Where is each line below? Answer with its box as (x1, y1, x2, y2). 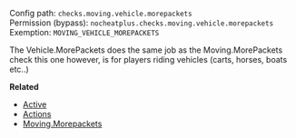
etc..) (9, 64, 29, 74)
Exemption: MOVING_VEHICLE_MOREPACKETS (9, 27, 160, 37)
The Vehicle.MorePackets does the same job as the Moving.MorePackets (9, 44, 283, 55)
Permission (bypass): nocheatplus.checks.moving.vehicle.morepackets (9, 17, 274, 28)
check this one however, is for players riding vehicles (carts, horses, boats (9, 54, 288, 64)
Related (9, 82, 39, 92)
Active (22, 99, 47, 110)
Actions (22, 109, 52, 119)
